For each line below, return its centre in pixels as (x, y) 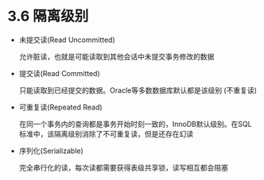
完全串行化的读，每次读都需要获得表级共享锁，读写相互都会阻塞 (123, 167)
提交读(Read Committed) (59, 73)
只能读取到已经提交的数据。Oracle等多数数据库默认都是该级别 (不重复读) (138, 90)
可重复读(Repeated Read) (60, 107)
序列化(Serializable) (51, 151)
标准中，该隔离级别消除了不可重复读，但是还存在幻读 (106, 134)
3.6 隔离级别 (48, 16)
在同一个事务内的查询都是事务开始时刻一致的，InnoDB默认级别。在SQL (135, 124)
